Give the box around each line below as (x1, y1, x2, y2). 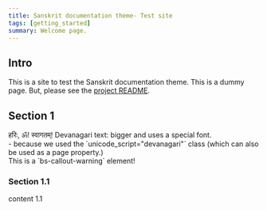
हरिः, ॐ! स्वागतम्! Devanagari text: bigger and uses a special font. (8, 130, 212, 140)
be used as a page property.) (8, 148, 104, 157)
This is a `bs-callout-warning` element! (8, 157, 135, 165)
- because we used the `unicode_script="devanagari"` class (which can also (8, 139, 259, 149)
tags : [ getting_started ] (8, 19, 91, 27)
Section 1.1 (8, 176, 50, 187)
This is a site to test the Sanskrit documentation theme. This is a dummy (8, 77, 245, 87)
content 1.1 (8, 194, 43, 204)
